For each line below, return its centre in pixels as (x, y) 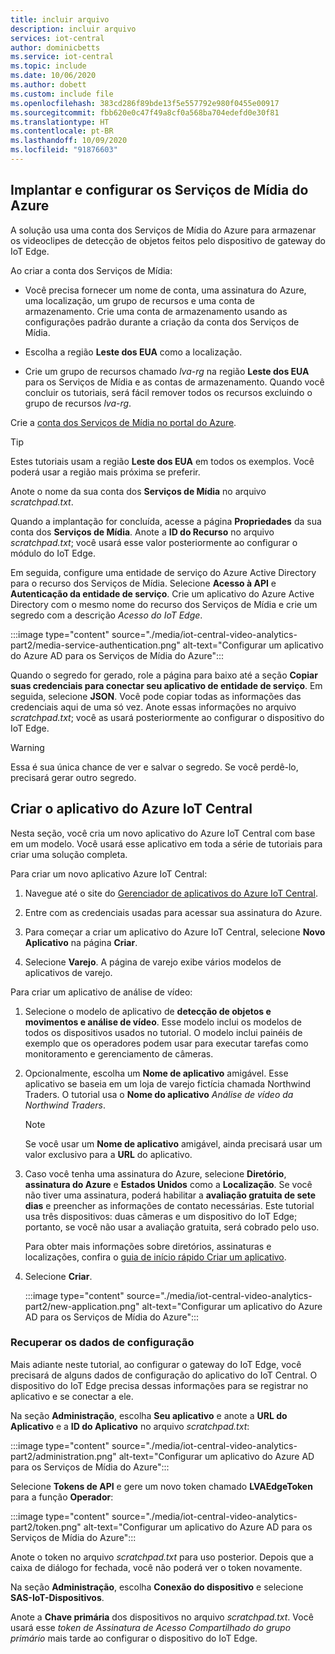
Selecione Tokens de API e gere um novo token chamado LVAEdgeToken (161, 1486)
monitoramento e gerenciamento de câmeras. (119, 1053)
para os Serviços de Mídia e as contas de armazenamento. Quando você (174, 382)
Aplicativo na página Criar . (81, 942)
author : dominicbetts (55, 47)
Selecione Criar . (58, 1276)
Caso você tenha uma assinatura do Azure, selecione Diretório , (155, 1173)
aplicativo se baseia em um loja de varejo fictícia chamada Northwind (168, 1083)
